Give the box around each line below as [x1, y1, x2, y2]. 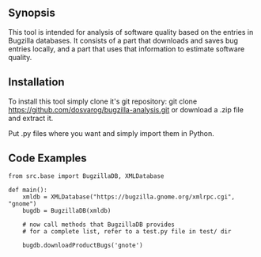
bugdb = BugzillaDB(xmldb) [22, 207, 112, 215]
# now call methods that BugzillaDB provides [22, 221, 176, 229]
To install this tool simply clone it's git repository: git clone [8, 96, 198, 106]
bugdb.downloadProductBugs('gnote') [22, 241, 144, 250]
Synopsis [8, 6, 55, 20]
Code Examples [8, 152, 87, 165]
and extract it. [8, 113, 54, 123]
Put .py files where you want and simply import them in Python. [8, 128, 215, 138]
